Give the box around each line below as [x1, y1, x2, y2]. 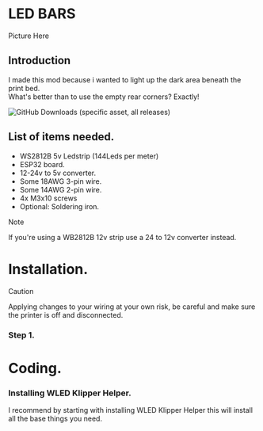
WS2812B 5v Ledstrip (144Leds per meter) [19, 151, 159, 161]
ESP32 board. [19, 159, 65, 169]
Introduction [8, 54, 71, 67]
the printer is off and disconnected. [8, 310, 124, 319]
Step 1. [8, 330, 35, 341]
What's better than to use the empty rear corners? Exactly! [8, 92, 200, 101]
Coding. [8, 359, 62, 377]
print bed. [8, 83, 40, 93]
